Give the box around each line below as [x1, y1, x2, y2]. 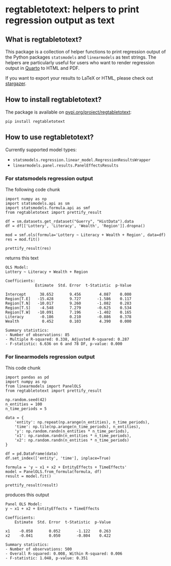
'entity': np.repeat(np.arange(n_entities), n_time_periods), [14, 420, 150, 425]
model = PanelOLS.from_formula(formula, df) [5, 469, 102, 474]
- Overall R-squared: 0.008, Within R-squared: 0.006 [5, 551, 123, 556]
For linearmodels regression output [5, 353, 95, 360]
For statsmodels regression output [5, 175, 93, 182]
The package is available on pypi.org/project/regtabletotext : [5, 109, 132, 115]
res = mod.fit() [5, 236, 40, 242]
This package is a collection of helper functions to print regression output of [5, 49, 166, 54]
